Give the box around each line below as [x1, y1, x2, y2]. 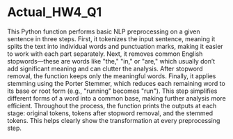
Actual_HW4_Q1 [7, 4, 102, 20]
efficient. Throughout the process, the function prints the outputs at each [7, 101, 217, 110]
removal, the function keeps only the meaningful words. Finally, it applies [7, 71, 216, 80]
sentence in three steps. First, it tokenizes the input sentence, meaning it [7, 34, 216, 43]
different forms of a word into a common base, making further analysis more [7, 94, 226, 102]
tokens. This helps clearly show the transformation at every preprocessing [7, 116, 220, 124]
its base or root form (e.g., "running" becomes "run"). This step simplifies [7, 87, 218, 95]
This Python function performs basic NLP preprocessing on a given [7, 27, 200, 36]
